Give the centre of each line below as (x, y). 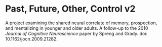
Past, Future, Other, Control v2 (70, 9)
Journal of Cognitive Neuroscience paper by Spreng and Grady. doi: (76, 33)
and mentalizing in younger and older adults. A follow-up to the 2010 (77, 28)
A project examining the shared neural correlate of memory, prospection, (81, 23)
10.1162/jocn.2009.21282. (32, 39)
